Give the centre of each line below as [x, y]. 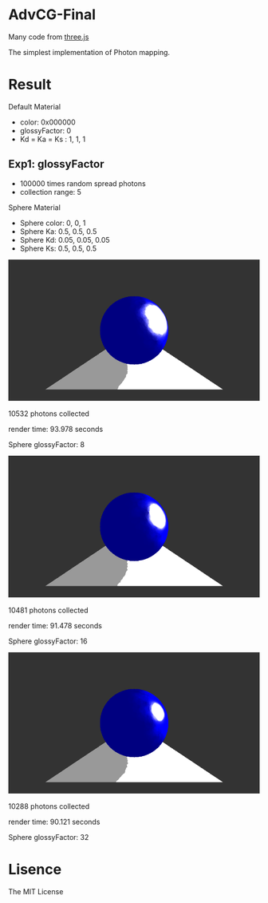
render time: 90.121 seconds [54, 822]
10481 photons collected [49, 610]
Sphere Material [35, 207]
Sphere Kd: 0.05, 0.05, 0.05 [65, 240]
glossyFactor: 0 [45, 130]
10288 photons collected [49, 806]
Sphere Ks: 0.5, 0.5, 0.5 [58, 248]
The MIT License [36, 892]
